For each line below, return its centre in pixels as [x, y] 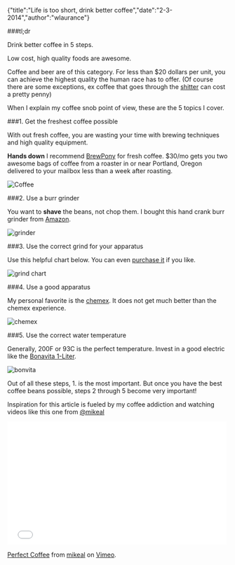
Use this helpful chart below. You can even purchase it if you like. [102, 260]
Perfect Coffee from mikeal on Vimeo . [62, 554]
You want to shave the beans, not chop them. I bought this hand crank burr [116, 212]
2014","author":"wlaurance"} [48, 18]
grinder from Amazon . [39, 219]
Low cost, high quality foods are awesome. [69, 58]
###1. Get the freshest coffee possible [62, 121]
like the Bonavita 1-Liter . [42, 356]
